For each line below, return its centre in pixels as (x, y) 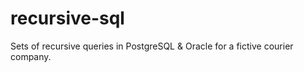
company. (31, 56)
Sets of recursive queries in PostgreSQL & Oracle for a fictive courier (152, 46)
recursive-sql (67, 18)
